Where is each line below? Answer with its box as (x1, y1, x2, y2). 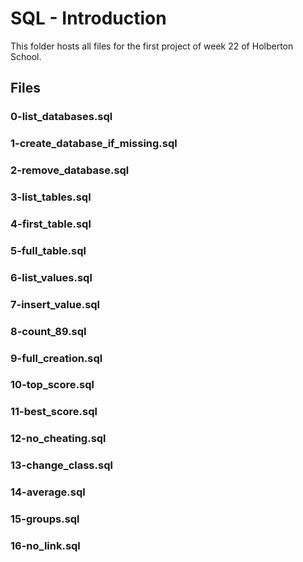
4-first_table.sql (10, 217, 92, 231)
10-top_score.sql (10, 378, 95, 392)
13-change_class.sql (10, 458, 113, 472)
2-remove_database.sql (10, 163, 130, 177)
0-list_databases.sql (10, 110, 113, 124)
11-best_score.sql (10, 405, 98, 419)
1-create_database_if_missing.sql (10, 137, 178, 151)
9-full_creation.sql (10, 351, 103, 365)
